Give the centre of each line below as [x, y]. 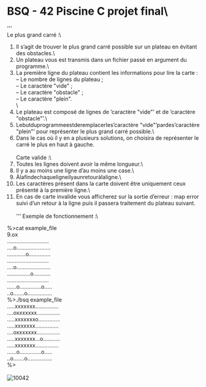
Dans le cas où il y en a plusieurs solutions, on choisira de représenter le [107, 138]
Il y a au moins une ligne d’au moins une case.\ [75, 171]
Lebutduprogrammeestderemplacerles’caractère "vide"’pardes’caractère [108, 125]
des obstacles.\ [35, 53]
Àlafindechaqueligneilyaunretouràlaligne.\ [68, 177]
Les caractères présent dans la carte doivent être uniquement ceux [101, 183]
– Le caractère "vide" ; [44, 86]
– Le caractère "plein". [44, 99]
